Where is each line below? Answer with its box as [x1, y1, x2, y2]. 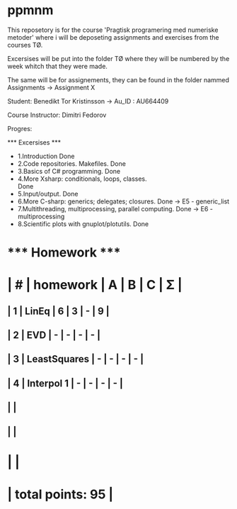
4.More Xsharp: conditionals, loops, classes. [17, 174, 147, 183]
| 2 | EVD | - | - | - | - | [7, 329, 101, 342]
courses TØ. [7, 40, 43, 49]
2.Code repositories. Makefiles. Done [17, 159, 126, 168]
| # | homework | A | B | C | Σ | [7, 277, 183, 293]
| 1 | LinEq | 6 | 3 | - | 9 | [7, 305, 110, 317]
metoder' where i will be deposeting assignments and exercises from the [7, 33, 219, 41]
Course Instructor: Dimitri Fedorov [7, 111, 107, 119]
